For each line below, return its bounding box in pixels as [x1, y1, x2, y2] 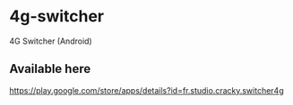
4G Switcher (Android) [9, 36, 92, 46]
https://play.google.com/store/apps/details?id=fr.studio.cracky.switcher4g [9, 85, 284, 95]
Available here [9, 61, 91, 77]
